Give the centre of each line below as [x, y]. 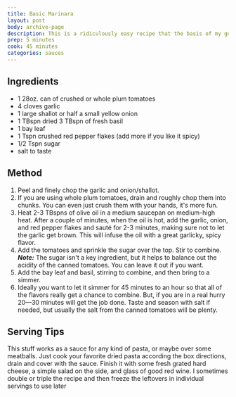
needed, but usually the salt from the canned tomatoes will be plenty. [117, 310]
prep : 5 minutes [31, 40]
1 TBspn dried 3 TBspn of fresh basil [70, 121]
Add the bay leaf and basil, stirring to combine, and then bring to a [113, 272]
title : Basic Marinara [40, 14]
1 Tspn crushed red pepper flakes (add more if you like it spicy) [109, 136]
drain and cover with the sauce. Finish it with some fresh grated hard [107, 364]
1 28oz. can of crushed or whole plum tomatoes [86, 99]
